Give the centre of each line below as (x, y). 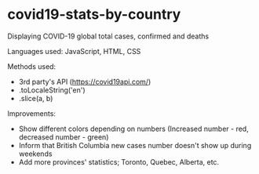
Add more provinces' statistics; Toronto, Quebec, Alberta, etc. (119, 161)
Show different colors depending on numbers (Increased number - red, (133, 129)
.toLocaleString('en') (52, 90)
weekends (35, 154)
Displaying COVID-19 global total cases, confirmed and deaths (108, 36)
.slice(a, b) (36, 98)
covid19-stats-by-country (94, 14)
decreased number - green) (64, 137)
